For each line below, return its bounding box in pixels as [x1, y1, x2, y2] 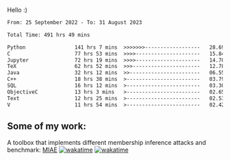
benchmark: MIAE [7, 146, 58, 154]
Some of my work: [7, 120, 87, 132]
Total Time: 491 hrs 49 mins [7, 31, 90, 38]
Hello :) [7, 6, 27, 14]
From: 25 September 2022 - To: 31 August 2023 [7, 19, 142, 26]
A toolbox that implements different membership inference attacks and [7, 139, 207, 147]
